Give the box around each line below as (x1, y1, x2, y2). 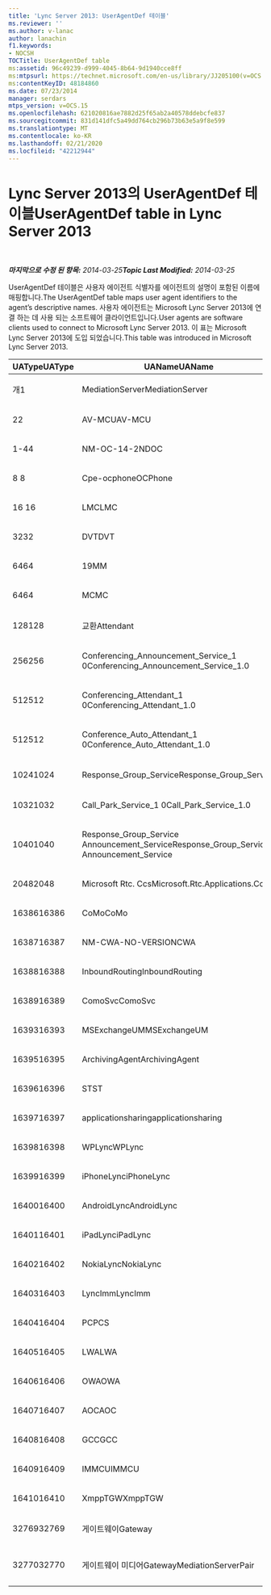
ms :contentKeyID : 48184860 (8, 79, 99, 87)
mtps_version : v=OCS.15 (8, 102, 89, 110)
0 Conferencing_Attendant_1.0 (81, 700, 196, 711)
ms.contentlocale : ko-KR (8, 132, 92, 140)
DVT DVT (81, 531, 115, 542)
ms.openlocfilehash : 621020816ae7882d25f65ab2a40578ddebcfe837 (8, 110, 226, 118)
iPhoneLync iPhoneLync (81, 1171, 171, 1183)
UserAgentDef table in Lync (34, 204, 223, 223)
